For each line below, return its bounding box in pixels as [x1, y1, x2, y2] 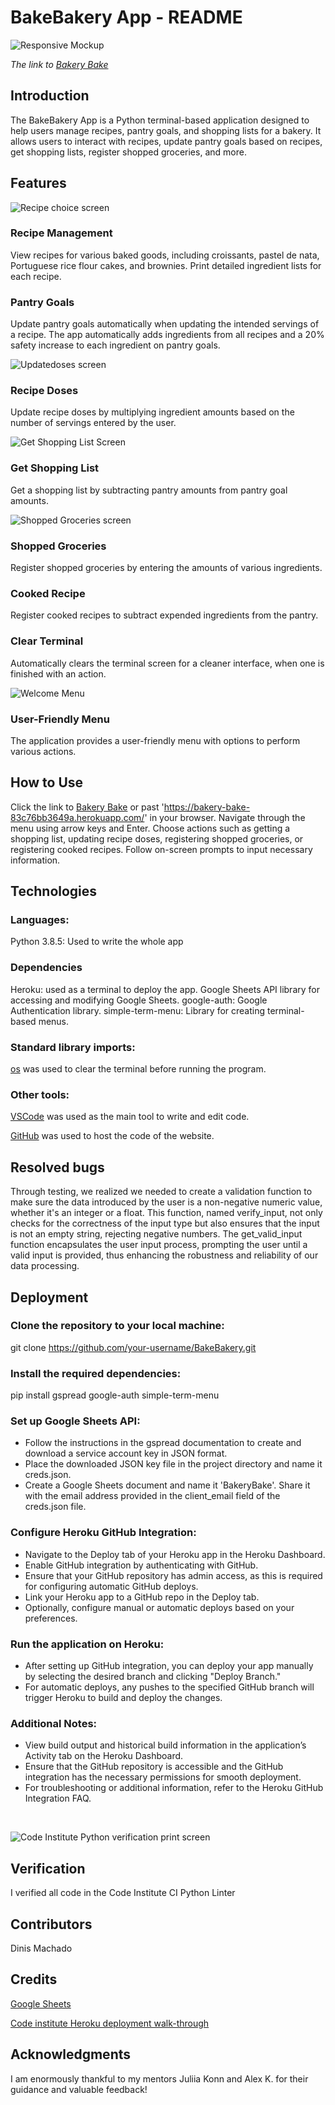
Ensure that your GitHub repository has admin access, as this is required [24, 1569, 323, 1581]
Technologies [10, 883, 98, 900]
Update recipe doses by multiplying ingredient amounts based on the [10, 406, 295, 418]
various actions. [10, 745, 77, 757]
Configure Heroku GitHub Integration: [10, 1526, 197, 1540]
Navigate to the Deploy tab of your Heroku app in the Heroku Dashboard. [24, 1548, 326, 1560]
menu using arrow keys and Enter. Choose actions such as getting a [10, 822, 291, 834]
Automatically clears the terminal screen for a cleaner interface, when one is [10, 657, 325, 669]
